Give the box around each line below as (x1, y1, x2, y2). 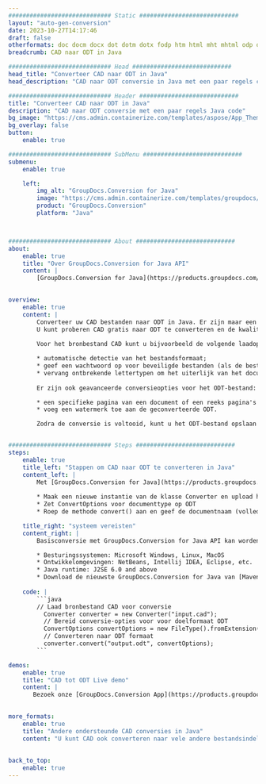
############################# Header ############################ (8, 92, 239, 100)
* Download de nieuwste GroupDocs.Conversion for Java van (36, 573, 236, 582)
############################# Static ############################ (8, 11, 239, 20)
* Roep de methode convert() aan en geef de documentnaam (36, 508, 232, 516)
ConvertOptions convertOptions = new (43, 625, 169, 633)
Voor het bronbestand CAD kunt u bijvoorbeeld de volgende (36, 340, 236, 348)
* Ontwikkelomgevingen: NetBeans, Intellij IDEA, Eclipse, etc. (36, 559, 253, 567)
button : (8, 129, 34, 137)
